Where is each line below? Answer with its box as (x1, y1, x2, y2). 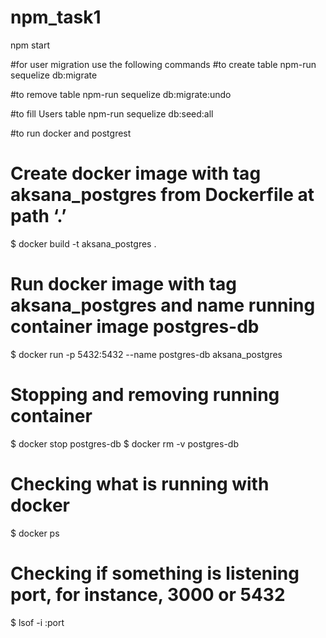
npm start (10, 39, 51, 51)
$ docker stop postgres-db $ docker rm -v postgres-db (10, 437, 239, 450)
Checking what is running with (10, 472, 270, 495)
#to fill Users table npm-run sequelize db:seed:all (10, 107, 214, 120)
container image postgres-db (10, 316, 260, 338)
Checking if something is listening (10, 562, 300, 585)
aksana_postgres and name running (10, 294, 316, 317)
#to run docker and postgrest (10, 127, 132, 139)
